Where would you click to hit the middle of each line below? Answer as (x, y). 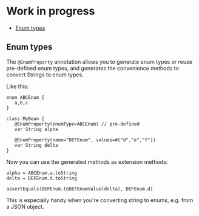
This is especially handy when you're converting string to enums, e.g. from (100, 200)
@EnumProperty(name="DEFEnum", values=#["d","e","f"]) (85, 140)
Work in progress (51, 11)
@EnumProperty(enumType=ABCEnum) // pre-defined (77, 124)
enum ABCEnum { (25, 97)
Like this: (18, 86)
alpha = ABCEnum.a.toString (42, 173)
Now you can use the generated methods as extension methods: (87, 161)
